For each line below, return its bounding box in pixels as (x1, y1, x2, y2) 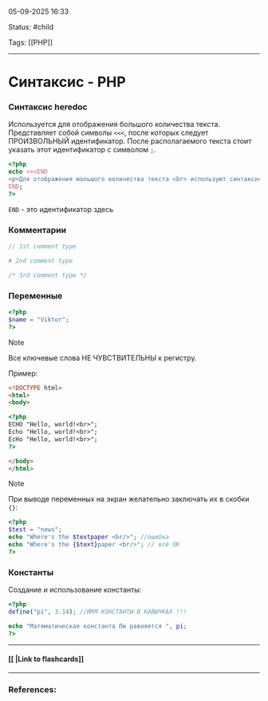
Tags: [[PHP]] (8, 37, 53, 47)
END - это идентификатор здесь (8, 204, 114, 214)
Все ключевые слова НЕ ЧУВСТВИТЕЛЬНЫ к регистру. (8, 352, 197, 362)
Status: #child (8, 22, 54, 31)
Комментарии (8, 224, 66, 235)
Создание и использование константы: (8, 585, 142, 595)
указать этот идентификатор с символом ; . (8, 145, 157, 155)
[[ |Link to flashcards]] (8, 654, 84, 664)
